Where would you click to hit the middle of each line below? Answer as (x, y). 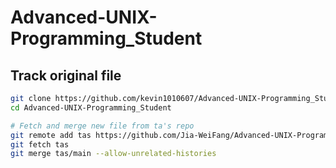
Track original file (66, 75)
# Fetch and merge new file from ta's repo (102, 126)
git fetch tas (40, 144)
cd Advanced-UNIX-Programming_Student (91, 107)
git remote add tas (51, 135)
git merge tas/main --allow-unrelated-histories (113, 154)
